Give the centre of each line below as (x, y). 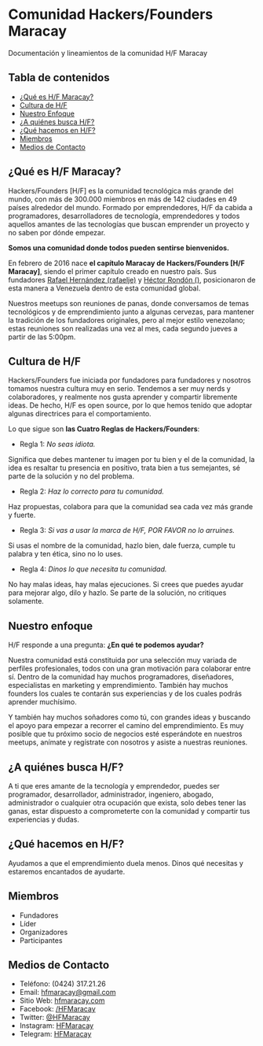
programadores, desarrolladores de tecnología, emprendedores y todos (124, 216)
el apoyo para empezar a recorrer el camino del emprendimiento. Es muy (126, 726)
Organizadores (44, 932)
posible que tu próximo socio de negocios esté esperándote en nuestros (125, 734)
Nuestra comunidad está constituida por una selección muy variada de (122, 660)
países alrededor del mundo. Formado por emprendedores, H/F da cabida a (130, 207)
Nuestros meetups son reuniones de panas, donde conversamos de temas (129, 303)
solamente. (26, 601)
